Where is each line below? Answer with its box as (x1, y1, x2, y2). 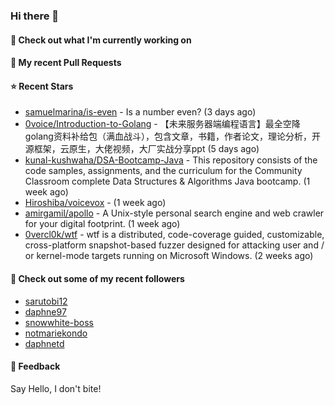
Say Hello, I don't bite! (10, 382, 102, 394)
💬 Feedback (10, 360, 61, 373)
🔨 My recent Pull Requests (10, 57, 122, 69)
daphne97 (24, 305, 67, 318)
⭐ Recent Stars (10, 80, 74, 92)
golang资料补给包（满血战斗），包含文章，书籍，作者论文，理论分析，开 (24, 130, 321, 143)
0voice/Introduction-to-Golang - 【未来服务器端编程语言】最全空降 (24, 118, 301, 130)
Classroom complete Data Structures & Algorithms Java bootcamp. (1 (24, 175, 311, 188)
